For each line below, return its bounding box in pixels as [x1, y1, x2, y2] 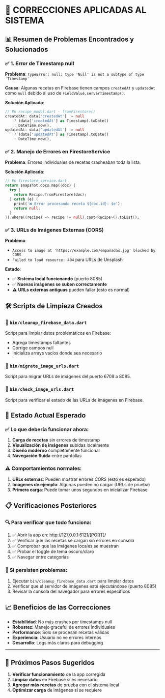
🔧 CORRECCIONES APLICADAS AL [5, 4, 147, 16]
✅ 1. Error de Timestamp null [5, 60, 75, 67]
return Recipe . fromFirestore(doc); [14, 192, 87, 197]
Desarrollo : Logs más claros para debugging [12, 640, 103, 645]
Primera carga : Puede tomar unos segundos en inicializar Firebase [12, 487, 148, 493]
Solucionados [5, 45, 48, 54]
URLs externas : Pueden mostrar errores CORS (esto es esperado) [12, 476, 146, 482]
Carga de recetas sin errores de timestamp [12, 437, 100, 443]
